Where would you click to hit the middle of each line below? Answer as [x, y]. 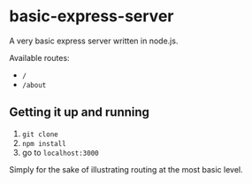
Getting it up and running [80, 112]
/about [34, 85]
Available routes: [39, 57]
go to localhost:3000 [60, 152]
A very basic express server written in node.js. [94, 41]
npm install [44, 143]
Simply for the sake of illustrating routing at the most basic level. [126, 169]
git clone [40, 134]
